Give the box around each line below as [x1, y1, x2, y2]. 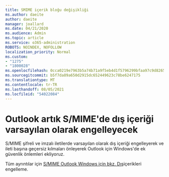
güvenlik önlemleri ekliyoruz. [5, 151, 64, 157]
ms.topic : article [5, 36, 44, 41]
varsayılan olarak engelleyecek [5, 124, 138, 135]
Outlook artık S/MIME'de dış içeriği [5, 113, 154, 125]
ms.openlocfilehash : [5, 68, 49, 73]
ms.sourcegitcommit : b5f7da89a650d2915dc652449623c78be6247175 [5, 73, 141, 78]
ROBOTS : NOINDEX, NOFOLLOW [5, 45, 62, 50]
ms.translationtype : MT [5, 77, 55, 82]
